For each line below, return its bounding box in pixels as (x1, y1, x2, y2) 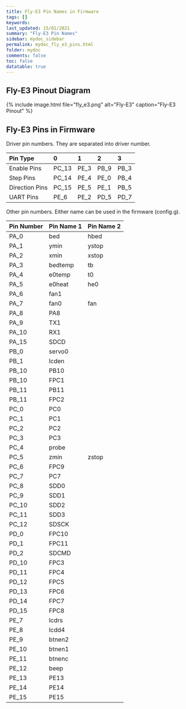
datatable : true (6, 63, 46, 70)
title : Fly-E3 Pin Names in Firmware (6, 8, 99, 15)
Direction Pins (9, 184, 48, 191)
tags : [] (6, 14, 28, 20)
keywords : (6, 19, 31, 25)
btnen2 (48, 636, 69, 643)
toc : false (6, 58, 33, 64)
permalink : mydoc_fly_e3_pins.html (6, 42, 94, 48)
